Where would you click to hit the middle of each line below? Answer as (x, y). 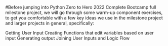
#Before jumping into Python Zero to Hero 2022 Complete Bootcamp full (81, 7)
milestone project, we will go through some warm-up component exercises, (84, 12)
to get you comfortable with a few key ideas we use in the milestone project (84, 18)
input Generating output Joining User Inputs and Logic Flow (68, 38)
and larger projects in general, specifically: (50, 23)
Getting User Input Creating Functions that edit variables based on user (80, 33)
